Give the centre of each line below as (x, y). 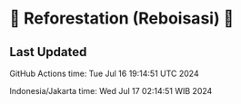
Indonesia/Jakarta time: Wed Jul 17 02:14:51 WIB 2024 (111, 91)
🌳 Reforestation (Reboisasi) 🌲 (122, 19)
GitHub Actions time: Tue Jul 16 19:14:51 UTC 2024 (104, 73)
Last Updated (48, 52)
